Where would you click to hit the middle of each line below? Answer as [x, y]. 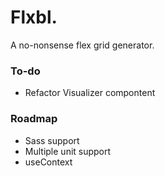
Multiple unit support [68, 151]
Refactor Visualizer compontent [90, 93]
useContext [48, 162]
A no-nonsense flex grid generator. [82, 45]
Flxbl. [34, 17]
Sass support [52, 140]
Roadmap [34, 119]
